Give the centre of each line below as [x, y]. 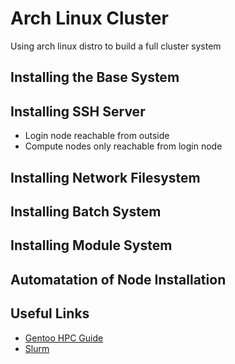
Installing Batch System [86, 211]
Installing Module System [91, 245]
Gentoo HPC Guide [64, 338]
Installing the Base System [95, 77]
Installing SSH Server [78, 111]
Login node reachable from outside [97, 136]
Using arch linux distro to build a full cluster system [116, 46]
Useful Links [50, 313]
